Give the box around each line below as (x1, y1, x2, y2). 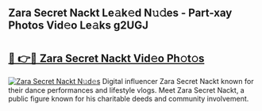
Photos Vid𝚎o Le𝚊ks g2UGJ (8, 19, 148, 33)
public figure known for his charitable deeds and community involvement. (8, 94, 249, 103)
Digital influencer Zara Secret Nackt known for (102, 77, 254, 86)
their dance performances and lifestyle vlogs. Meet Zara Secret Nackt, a (8, 86, 245, 94)
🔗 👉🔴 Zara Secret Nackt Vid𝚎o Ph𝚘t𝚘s (8, 52, 205, 65)
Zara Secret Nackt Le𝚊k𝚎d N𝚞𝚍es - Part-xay (8, 6, 233, 20)
